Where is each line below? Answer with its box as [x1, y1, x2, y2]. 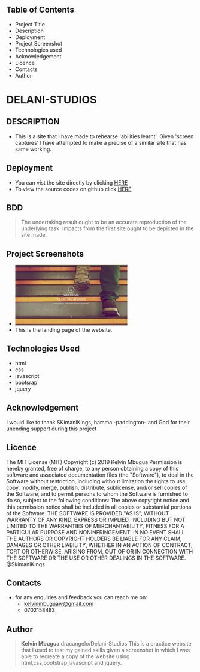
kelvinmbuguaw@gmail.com [23, 600, 94, 608]
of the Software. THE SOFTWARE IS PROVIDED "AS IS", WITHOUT [6, 509, 169, 516]
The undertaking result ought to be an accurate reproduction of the [20, 219, 187, 226]
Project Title [14, 20, 45, 28]
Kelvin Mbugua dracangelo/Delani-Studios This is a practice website [20, 640, 192, 647]
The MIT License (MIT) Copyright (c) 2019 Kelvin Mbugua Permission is [6, 458, 183, 465]
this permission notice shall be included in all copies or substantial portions [6, 503, 192, 510]
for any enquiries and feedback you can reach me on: [14, 594, 148, 601]
